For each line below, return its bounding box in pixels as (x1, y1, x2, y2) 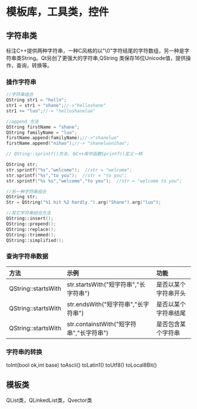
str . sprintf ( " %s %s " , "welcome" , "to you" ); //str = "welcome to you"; (6, 178, 182, 184)
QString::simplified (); (6, 237, 64, 244)
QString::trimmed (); (6, 232, 57, 238)
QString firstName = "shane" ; (6, 124, 80, 130)
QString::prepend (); (6, 221, 57, 227)
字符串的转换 (6, 347, 43, 356)
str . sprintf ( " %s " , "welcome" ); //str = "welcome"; (6, 167, 133, 173)
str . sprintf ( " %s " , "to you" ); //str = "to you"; (6, 173, 127, 178)
